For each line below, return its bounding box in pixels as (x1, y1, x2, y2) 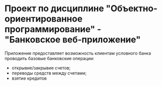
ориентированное (4, 13, 83, 24)
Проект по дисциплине (4, 3, 104, 14)
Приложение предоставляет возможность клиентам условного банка (4, 50, 151, 56)
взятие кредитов (11, 75, 47, 81)
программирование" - (4, 24, 101, 35)
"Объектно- (106, 3, 158, 14)
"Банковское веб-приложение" (4, 34, 141, 45)
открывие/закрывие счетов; (11, 64, 71, 71)
